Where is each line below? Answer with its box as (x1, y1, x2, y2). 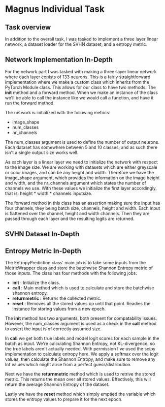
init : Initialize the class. (12, 280, 60, 286)
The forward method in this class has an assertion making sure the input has (5, 200, 160, 206)
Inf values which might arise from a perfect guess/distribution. (5, 362, 132, 368)
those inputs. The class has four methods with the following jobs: (5, 270, 137, 276)
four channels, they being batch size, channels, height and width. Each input (5, 205, 160, 211)
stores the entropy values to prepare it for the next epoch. (5, 396, 123, 402)
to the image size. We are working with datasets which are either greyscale (5, 164, 158, 170)
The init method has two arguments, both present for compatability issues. (5, 315, 157, 321)
